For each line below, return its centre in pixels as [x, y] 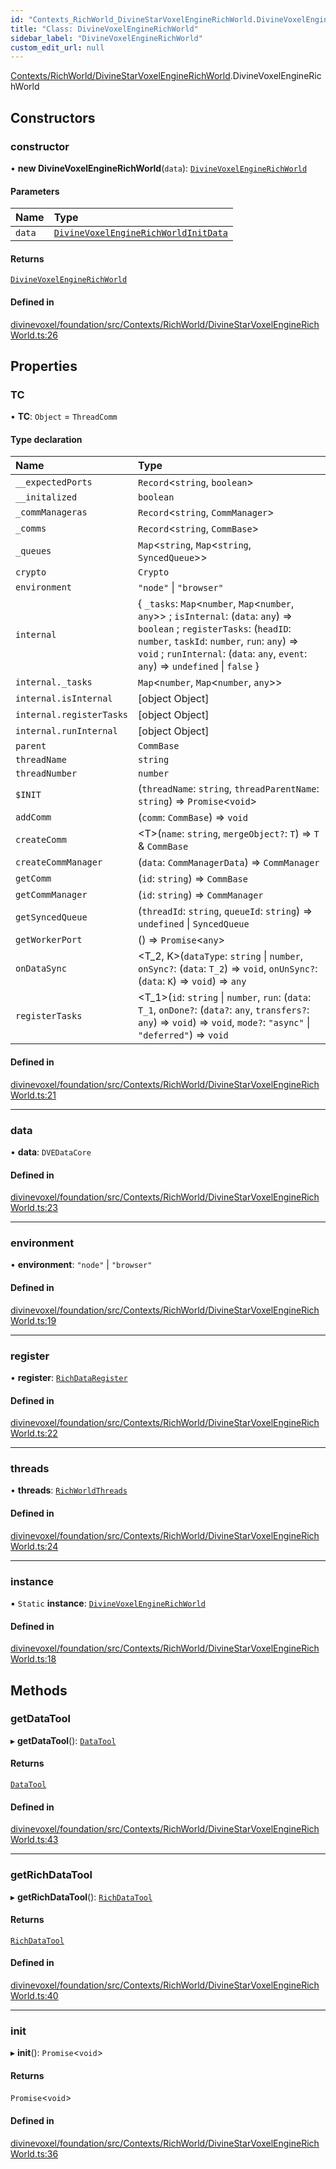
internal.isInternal [64, 699]
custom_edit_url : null [57, 47]
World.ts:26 [34, 335]
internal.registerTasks [72, 715]
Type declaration [46, 439]
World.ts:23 [34, 1208]
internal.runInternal [66, 731]
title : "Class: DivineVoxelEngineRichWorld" [104, 29]
